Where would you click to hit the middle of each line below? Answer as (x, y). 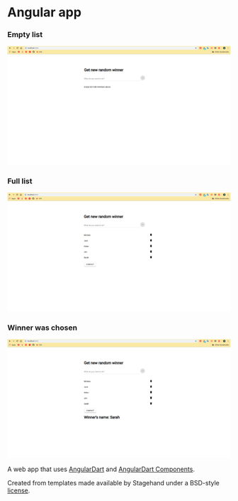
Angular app (44, 12)
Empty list (25, 35)
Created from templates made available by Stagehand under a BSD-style (113, 483)
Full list (20, 181)
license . (19, 490)
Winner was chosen (42, 328)
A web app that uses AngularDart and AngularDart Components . (101, 469)
